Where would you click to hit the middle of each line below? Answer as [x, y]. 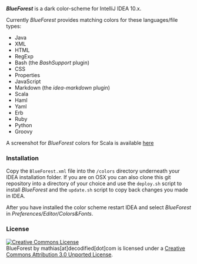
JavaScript [28, 81]
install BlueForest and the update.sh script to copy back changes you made [97, 190]
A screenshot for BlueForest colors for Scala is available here [80, 143]
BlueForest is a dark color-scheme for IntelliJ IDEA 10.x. [74, 9]
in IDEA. [16, 196]
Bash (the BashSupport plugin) [52, 62]
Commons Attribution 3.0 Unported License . [60, 254]
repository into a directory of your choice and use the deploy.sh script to [94, 184]
